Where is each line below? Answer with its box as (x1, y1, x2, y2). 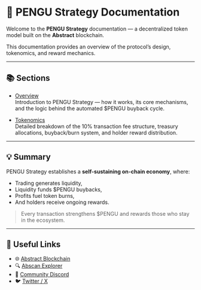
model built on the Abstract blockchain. (6, 31, 105, 38)
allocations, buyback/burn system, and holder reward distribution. (14, 129, 178, 136)
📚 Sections (6, 73, 50, 83)
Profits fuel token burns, (14, 192, 75, 199)
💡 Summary (6, 152, 51, 162)
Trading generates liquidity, (14, 179, 83, 187)
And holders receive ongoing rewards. (14, 199, 109, 206)
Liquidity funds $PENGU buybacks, (14, 185, 102, 193)
